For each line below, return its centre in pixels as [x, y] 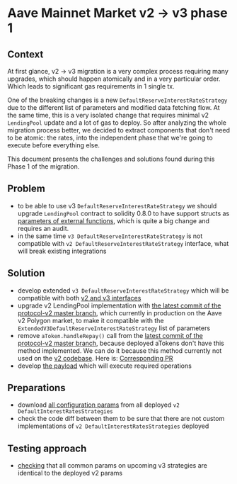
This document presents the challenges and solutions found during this [111, 159]
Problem [27, 189]
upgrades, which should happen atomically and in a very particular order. [114, 79]
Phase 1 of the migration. [44, 167]
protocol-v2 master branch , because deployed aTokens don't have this [121, 343]
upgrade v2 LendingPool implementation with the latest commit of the [119, 305]
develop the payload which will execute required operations [105, 366]
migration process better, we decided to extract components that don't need [119, 130]
